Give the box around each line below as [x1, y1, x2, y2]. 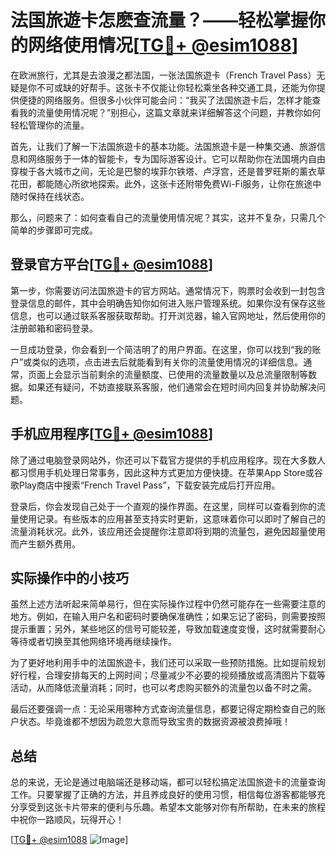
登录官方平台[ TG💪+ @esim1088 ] [10, 256, 214, 273]
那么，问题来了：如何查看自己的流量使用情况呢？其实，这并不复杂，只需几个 [10, 211, 326, 223]
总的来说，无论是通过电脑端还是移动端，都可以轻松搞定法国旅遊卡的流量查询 [10, 776, 326, 788]
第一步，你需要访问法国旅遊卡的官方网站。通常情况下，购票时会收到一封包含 [10, 284, 326, 296]
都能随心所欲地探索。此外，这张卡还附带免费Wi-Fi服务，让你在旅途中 [36, 177, 322, 190]
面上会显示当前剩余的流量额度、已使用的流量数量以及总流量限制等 [36, 368, 308, 380]
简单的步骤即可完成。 [10, 224, 98, 236]
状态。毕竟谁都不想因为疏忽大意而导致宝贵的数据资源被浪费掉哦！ [18, 716, 291, 728]
